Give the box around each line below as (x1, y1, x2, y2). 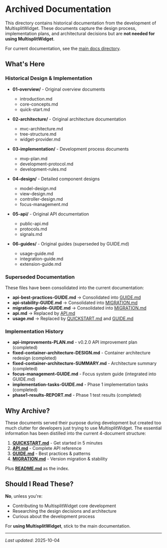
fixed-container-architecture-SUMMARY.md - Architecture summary (12, 360, 157, 366)
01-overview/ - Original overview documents (12, 86, 105, 92)
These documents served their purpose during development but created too (5, 420, 162, 426)
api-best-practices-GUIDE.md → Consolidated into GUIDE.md (12, 294, 141, 300)
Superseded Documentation (5, 273, 75, 280)
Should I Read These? (5, 480, 74, 488)
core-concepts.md (19, 101, 58, 107)
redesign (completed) (12, 355, 57, 361)
